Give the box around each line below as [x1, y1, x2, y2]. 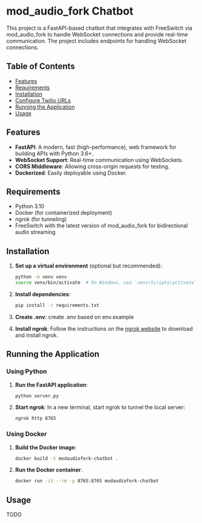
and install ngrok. [15, 331, 59, 339]
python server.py [15, 393, 59, 399]
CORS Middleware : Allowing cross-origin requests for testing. [15, 163, 170, 170]
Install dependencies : [15, 290, 71, 298]
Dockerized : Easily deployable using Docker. [15, 169, 127, 177]
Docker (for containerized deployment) [15, 209, 112, 217]
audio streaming [15, 229, 56, 236]
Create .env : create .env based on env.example [15, 313, 134, 320]
